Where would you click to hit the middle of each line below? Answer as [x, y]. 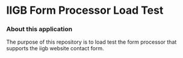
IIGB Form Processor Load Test [85, 10]
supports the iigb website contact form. [55, 48]
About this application [39, 29]
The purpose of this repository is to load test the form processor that [91, 42]
